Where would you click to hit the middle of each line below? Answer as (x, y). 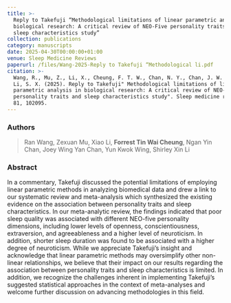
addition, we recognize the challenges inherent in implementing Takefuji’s (111, 278)
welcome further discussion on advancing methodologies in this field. (106, 292)
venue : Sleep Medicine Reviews (52, 59)
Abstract (22, 167)
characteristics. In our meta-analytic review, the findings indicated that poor (114, 211)
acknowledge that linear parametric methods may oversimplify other (104, 255)
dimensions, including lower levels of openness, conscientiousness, (103, 226)
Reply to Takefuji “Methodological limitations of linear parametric (115, 20)
